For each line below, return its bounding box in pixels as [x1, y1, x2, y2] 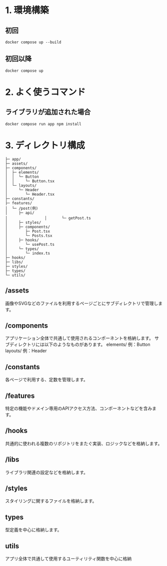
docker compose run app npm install [5, 121, 81, 126]
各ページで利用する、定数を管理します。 [5, 377, 88, 383]
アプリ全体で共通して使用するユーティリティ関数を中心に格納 [5, 555, 131, 562]
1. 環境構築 [5, 5, 49, 16]
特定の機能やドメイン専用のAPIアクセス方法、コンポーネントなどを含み [5, 405, 152, 411]
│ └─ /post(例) [5, 206, 38, 211]
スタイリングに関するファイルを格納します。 [5, 498, 97, 504]
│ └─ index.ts [5, 250, 50, 256]
